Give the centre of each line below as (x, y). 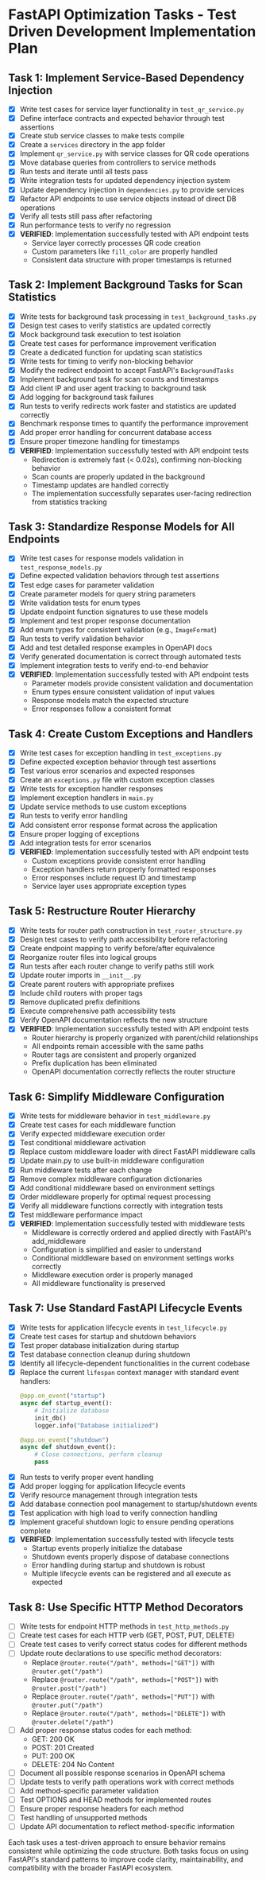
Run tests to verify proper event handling (87, 1477)
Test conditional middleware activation (83, 1143)
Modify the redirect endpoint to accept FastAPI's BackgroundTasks (127, 370)
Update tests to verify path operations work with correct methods (127, 1781)
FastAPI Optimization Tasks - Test (122, 15)
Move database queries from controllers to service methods (118, 163)
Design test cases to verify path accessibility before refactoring (123, 939)
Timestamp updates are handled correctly (100, 485)
